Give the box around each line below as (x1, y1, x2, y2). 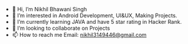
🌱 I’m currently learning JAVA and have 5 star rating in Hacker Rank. (12, 18, 182, 25)
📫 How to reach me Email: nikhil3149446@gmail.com (12, 32, 147, 38)
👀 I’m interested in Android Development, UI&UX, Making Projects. (12, 12, 178, 19)
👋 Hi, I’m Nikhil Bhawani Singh (12, 6, 87, 12)
